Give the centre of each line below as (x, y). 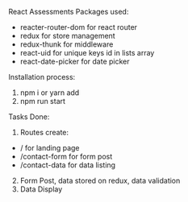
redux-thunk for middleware (67, 44)
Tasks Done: (29, 117)
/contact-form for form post (66, 157)
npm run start (43, 101)
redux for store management (67, 36)
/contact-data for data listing (67, 165)
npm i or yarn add (50, 93)
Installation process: (42, 77)
